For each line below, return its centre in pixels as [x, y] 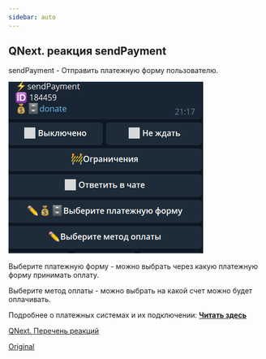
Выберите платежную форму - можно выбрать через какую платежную [133, 266]
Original [21, 347]
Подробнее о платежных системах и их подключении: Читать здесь [128, 315]
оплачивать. [30, 300]
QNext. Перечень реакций [54, 331]
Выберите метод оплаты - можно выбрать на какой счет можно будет [131, 291]
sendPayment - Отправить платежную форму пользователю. [114, 71]
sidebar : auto [32, 17]
